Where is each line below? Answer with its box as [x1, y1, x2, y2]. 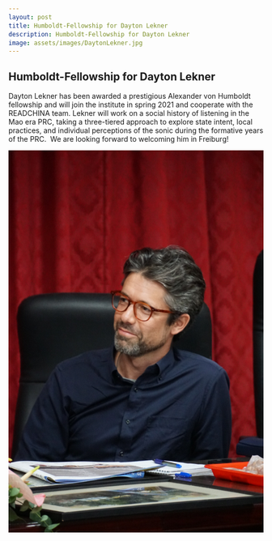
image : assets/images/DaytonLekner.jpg [8, 39, 143, 47]
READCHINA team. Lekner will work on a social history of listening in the [8, 109, 249, 118]
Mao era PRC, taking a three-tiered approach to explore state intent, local [8, 117, 253, 127]
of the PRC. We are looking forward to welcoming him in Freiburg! [8, 134, 229, 144]
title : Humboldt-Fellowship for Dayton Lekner [8, 21, 168, 30]
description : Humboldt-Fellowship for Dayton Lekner [8, 30, 190, 38]
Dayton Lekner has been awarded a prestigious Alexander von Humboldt [8, 92, 251, 101]
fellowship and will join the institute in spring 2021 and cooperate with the [8, 100, 253, 109]
